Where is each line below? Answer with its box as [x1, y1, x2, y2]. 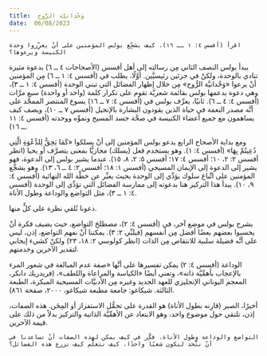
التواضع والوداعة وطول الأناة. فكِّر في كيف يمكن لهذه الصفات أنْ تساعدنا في [9, 333, 260, 341]
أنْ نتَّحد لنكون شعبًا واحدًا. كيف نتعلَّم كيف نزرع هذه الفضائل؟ [9, 340, 214, 348]
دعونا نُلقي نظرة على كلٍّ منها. [9, 203, 97, 212]
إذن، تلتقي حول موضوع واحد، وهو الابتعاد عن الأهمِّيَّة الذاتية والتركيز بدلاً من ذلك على [9, 309, 255, 318]
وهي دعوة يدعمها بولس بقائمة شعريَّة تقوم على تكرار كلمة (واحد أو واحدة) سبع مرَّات [9, 87, 258, 97]
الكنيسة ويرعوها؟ [9, 48, 67, 56]
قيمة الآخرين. [9, 317, 49, 327]
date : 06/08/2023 [9, 19, 70, 27]
